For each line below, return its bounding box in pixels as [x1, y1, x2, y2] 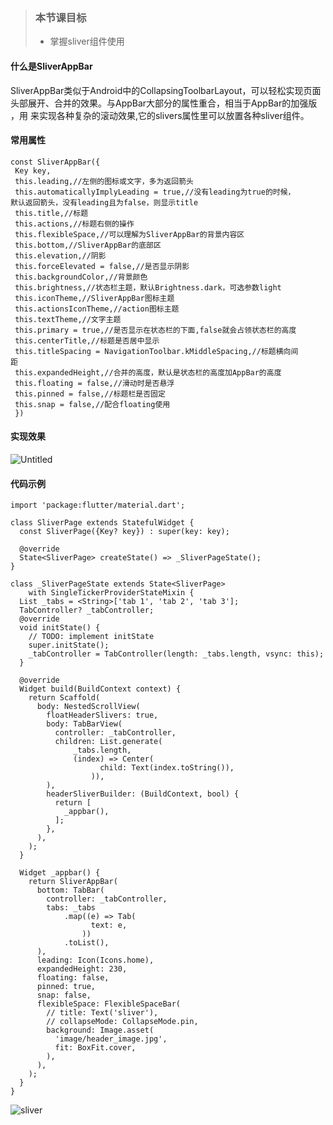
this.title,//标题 [14, 208, 89, 218]
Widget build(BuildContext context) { [19, 684, 182, 694]
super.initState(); [28, 640, 110, 651]
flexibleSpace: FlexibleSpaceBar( [36, 999, 182, 1009]
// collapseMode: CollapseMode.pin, [46, 1017, 199, 1027]
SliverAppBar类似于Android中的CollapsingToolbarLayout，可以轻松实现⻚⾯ [10, 84, 322, 96]
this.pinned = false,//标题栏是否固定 [14, 389, 166, 399]
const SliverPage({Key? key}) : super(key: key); [19, 527, 230, 537]
